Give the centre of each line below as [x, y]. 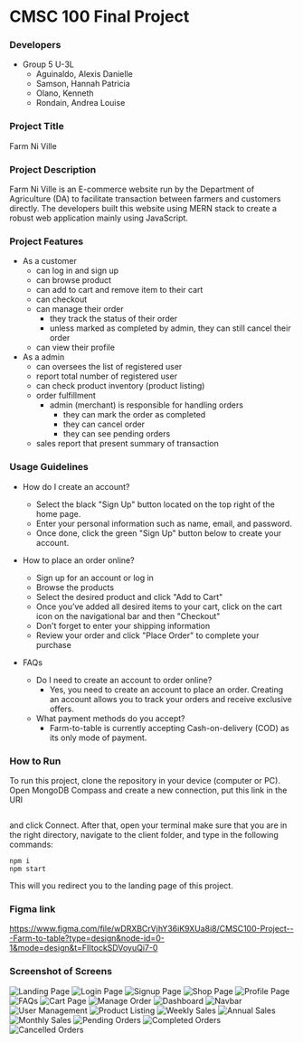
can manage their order [80, 309]
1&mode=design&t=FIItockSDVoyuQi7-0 [84, 948]
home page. [58, 513]
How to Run [35, 761]
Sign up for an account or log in [95, 578]
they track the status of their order [114, 319]
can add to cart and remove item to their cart [119, 290]
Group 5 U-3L [48, 64]
